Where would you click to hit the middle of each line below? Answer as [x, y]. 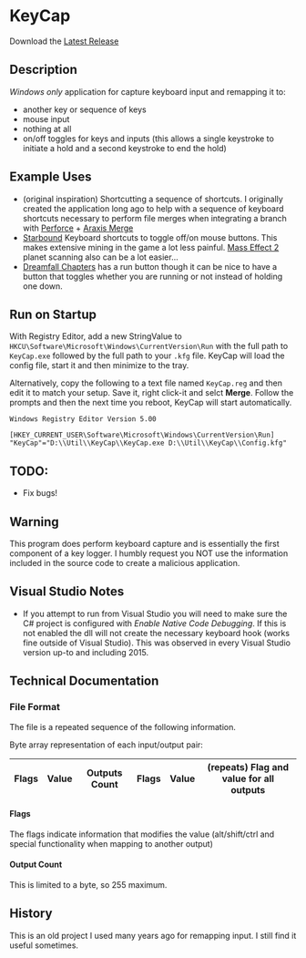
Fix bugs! [40, 493]
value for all [248, 778]
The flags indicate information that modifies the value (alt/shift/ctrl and [142, 834]
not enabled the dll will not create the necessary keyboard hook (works [156, 633]
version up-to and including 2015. [86, 652]
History [31, 914]
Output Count [36, 865]
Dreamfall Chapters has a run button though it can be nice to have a [150, 266]
